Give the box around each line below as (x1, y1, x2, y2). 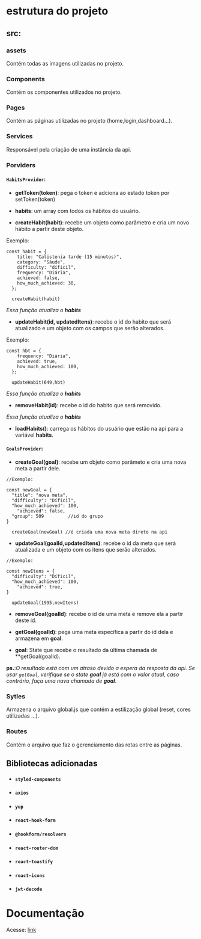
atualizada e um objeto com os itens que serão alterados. (14, 546, 157, 553)
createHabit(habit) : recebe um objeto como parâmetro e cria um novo (14, 218, 190, 226)
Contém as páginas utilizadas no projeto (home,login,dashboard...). (6, 117, 173, 125)
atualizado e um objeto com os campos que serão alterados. (14, 324, 165, 331)
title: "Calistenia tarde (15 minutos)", (17, 254, 122, 260)
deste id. (14, 617, 37, 624)
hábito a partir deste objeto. (14, 225, 84, 232)
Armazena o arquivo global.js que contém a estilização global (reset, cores (6, 706, 191, 713)
